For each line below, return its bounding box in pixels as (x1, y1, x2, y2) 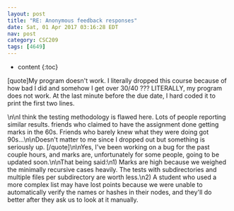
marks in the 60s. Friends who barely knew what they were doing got (7, 128, 209, 136)
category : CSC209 (7, 37, 59, 44)
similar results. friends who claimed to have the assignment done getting (7, 120, 219, 128)
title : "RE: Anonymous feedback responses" (7, 17, 138, 24)
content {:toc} (17, 63, 59, 71)
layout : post (7, 10, 46, 18)
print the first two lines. (7, 99, 75, 107)
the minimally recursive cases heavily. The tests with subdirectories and (7, 166, 217, 173)
